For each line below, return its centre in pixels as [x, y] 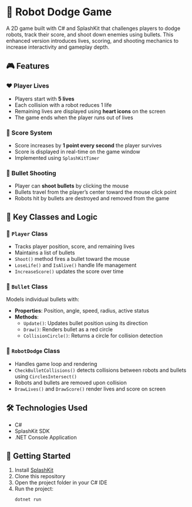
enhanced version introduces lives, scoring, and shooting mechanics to [92, 41]
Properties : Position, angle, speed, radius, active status [82, 311]
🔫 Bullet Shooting [31, 173]
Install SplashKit [34, 470]
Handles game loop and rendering [56, 364]
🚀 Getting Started [38, 456]
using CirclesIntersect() [46, 376]
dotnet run [28, 500]
